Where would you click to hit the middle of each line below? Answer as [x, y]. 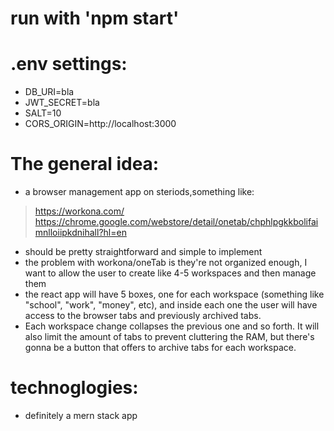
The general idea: [85, 164]
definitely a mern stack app [81, 415]
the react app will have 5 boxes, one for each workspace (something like [174, 294]
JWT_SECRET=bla [62, 103]
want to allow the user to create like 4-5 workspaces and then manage [170, 273]
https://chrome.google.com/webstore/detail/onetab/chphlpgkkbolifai [176, 222]
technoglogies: [74, 388]
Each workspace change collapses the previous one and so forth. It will [172, 326]
